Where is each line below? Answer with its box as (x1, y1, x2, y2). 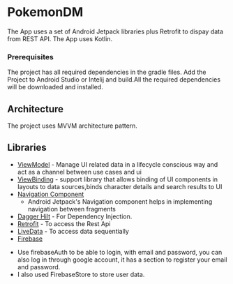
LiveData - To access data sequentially (17, 227, 129, 235)
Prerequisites (7, 52, 54, 61)
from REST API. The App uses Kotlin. (7, 34, 113, 43)
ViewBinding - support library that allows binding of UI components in (17, 175, 218, 184)
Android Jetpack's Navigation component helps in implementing (27, 197, 213, 206)
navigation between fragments (27, 204, 116, 213)
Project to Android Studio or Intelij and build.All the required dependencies (7, 75, 221, 84)
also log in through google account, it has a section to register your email (17, 255, 227, 264)
